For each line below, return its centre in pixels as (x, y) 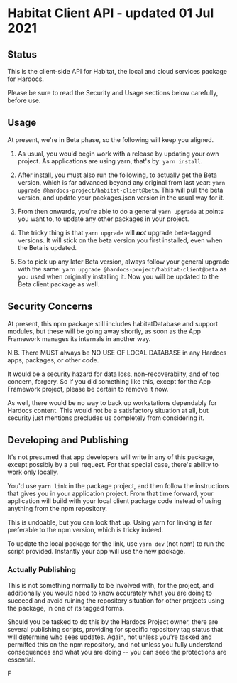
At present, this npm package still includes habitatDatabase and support (113, 323)
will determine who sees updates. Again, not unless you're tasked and (110, 637)
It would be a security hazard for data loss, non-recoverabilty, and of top (114, 374)
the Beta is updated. (47, 247)
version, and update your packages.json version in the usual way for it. (121, 198)
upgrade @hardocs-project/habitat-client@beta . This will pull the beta (120, 190)
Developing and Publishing (68, 440)
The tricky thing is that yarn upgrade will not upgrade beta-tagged (114, 232)
